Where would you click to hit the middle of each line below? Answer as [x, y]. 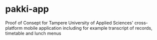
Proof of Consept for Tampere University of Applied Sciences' [69, 23]
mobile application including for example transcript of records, [88, 28]
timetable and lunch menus [33, 33]
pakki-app [27, 9]
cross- [141, 23]
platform [14, 28]
